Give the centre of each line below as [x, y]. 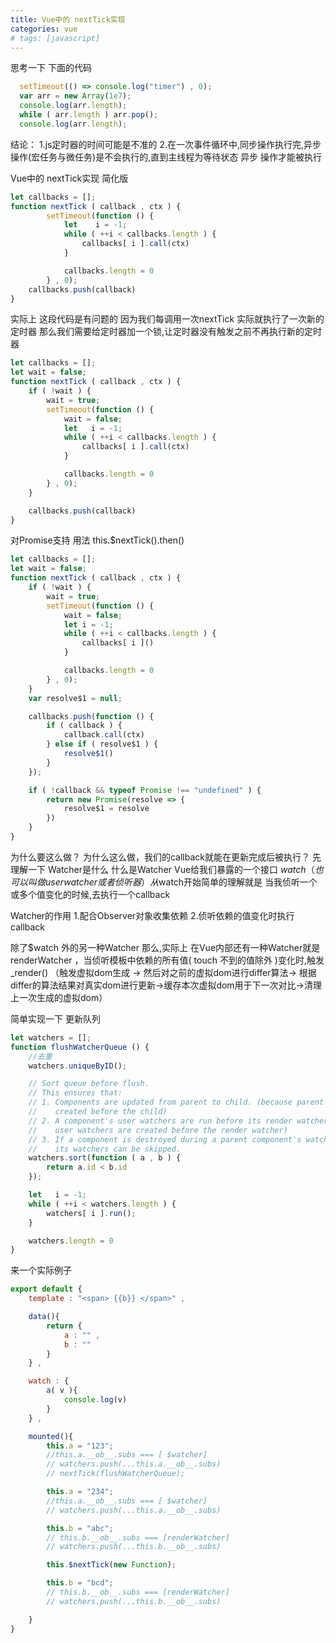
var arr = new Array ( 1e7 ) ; [75, 96]
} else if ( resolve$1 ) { [102, 744]
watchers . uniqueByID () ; [78, 1066]
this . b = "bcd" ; [80, 1583]
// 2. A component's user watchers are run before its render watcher [178, 1121]
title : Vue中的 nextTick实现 [68, 19]
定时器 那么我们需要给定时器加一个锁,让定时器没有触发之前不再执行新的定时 [166, 332]
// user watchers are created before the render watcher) [158, 1130]
